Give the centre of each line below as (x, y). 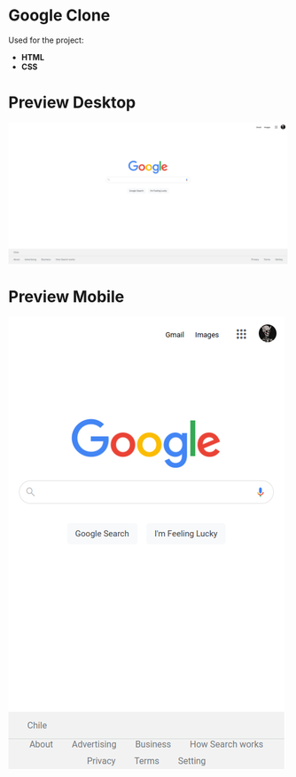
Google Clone (59, 16)
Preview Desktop (72, 103)
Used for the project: (46, 40)
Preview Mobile (66, 297)
